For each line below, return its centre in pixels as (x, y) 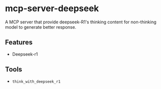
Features (19, 43)
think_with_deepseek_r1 (36, 81)
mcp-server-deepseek (52, 9)
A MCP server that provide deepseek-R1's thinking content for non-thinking (81, 22)
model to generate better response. (41, 27)
